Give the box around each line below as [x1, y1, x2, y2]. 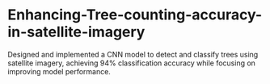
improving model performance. [7, 66, 111, 76]
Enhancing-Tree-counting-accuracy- [7, 6, 263, 24]
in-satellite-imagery [7, 23, 146, 41]
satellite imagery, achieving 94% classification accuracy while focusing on [7, 58, 256, 68]
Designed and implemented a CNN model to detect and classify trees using [7, 49, 259, 59]
